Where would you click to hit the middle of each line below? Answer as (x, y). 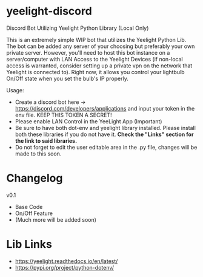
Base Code (29, 207)
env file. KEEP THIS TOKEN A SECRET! (63, 115)
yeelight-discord (49, 11)
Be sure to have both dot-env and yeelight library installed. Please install (105, 128)
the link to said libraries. (46, 140)
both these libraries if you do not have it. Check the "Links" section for (104, 134)
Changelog (35, 178)
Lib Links (29, 245)
